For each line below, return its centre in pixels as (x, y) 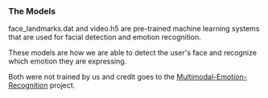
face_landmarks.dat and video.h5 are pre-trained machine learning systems (134, 29)
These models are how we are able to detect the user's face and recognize (133, 53)
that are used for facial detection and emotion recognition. (105, 37)
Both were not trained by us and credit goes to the (92, 77)
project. (62, 85)
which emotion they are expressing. (68, 61)
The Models (32, 11)
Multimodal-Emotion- (212, 77)
